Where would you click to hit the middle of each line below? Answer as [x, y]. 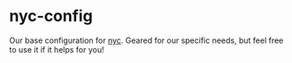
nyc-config [51, 16]
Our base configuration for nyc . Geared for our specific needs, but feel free [146, 40]
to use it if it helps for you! [57, 49]
